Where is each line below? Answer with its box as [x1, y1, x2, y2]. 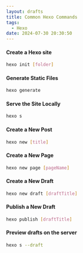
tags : [6, 19, 19, 25]
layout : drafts [6, 8, 44, 15]
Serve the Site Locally [6, 100, 61, 107]
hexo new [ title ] [6, 139, 49, 145]
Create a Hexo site [6, 48, 52, 56]
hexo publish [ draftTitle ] [6, 216, 72, 222]
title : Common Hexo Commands [6, 14, 78, 20]
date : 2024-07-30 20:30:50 [6, 31, 72, 36]
